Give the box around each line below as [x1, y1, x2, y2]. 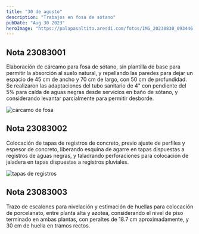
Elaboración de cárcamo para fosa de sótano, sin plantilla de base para [6, 63, 181, 70]
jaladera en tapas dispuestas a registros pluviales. [6, 158, 129, 166]
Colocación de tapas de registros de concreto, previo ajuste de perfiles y [6, 139, 186, 146]
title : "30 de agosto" [6, 8, 63, 15]
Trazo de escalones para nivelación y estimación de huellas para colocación [6, 203, 194, 210]
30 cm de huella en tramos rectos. [6, 221, 91, 229]
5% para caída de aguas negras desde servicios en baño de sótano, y [6, 89, 178, 96]
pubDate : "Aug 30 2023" [6, 20, 66, 26]
